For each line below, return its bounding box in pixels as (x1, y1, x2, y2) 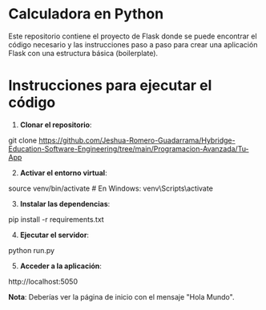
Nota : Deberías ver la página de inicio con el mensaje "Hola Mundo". (8, 292, 235, 301)
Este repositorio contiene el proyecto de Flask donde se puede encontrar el (8, 31, 258, 41)
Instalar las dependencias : (19, 199, 111, 208)
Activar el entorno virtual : (19, 167, 107, 177)
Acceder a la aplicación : (19, 261, 103, 271)
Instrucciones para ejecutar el (8, 77, 212, 95)
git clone (8, 135, 38, 145)
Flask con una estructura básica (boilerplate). (8, 48, 159, 58)
